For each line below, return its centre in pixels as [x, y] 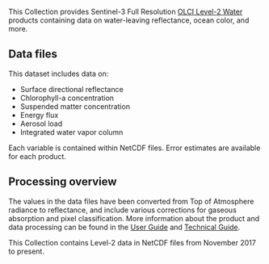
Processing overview [63, 182]
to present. [26, 251]
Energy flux [39, 115]
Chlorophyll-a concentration [67, 98]
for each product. [38, 156]
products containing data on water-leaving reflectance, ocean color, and [129, 20]
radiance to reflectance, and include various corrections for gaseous [122, 210]
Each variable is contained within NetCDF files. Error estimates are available [134, 148]
